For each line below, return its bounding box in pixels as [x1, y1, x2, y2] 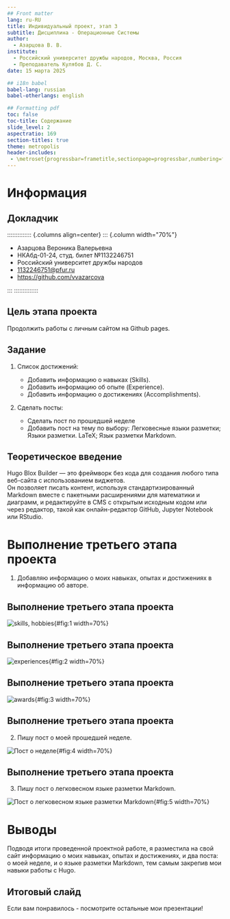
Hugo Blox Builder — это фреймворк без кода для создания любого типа [7, 469, 219, 477]
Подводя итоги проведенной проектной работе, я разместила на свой [7, 844, 214, 853]
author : [7, 36, 29, 42]
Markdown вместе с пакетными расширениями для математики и [7, 491, 201, 499]
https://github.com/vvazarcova [16, 273, 105, 281]
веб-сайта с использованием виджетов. [7, 477, 125, 485]
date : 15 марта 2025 [7, 67, 66, 74]
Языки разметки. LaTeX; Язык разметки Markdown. [27, 431, 177, 439]
